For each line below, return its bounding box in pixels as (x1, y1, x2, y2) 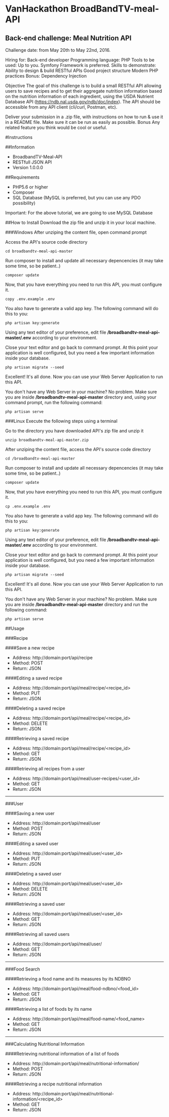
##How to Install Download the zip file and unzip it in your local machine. (5, 219, 156, 226)
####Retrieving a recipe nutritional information (5, 1081, 102, 1087)
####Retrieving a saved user (5, 901, 65, 907)
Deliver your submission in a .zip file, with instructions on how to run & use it (5, 114, 163, 120)
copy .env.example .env (5, 296, 55, 302)
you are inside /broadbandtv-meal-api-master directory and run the (5, 602, 148, 607)
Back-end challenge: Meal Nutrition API (5, 34, 132, 42)
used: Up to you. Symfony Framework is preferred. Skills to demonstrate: (5, 62, 156, 68)
